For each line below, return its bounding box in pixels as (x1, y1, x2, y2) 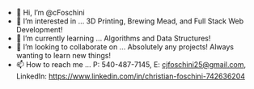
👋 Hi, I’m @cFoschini (15, 8, 85, 17)
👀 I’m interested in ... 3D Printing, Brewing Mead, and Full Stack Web (15, 16, 244, 26)
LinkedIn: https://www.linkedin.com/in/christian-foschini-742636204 (15, 71, 245, 81)
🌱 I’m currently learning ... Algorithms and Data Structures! (15, 33, 211, 43)
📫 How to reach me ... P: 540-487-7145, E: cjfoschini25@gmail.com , (15, 60, 247, 69)
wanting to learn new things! (15, 51, 112, 60)
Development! (15, 25, 63, 34)
